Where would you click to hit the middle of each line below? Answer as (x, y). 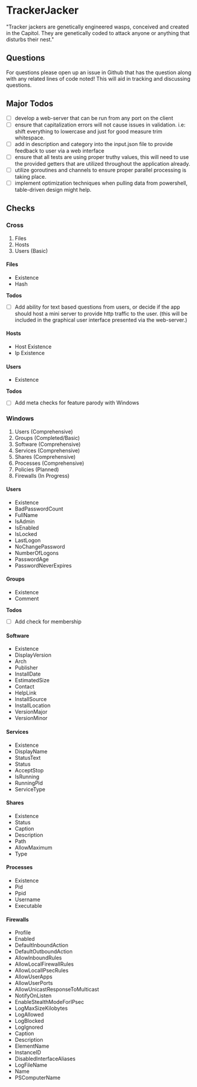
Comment (27, 599)
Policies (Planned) (37, 469)
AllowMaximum (33, 847)
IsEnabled (27, 527)
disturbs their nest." (30, 39)
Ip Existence (30, 353)
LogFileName (31, 1065)
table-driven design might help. (53, 189)
